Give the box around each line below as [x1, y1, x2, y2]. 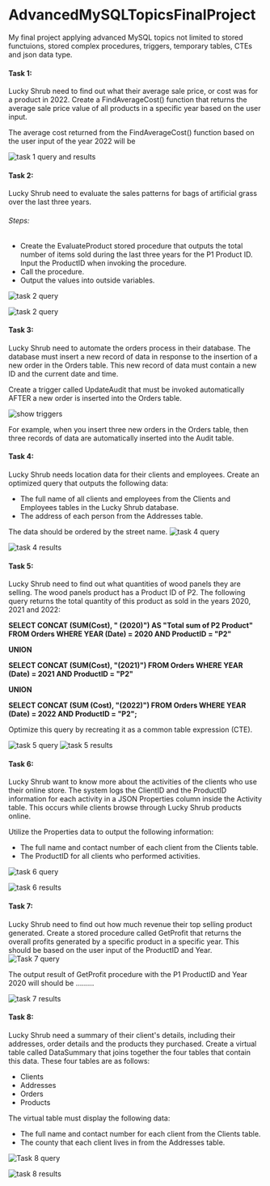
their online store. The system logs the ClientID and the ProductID [8, 785, 227, 795]
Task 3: [8, 325, 34, 335]
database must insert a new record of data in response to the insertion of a [8, 351, 258, 361]
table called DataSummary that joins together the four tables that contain [8, 1047, 251, 1057]
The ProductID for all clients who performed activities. [19, 852, 200, 861]
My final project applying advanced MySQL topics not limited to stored [8, 32, 244, 42]
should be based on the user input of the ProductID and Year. [8, 945, 213, 954]
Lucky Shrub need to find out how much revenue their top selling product [8, 919, 253, 929]
